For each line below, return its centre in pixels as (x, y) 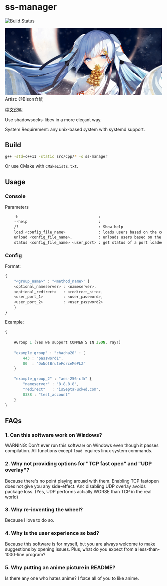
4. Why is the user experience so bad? (52, 533)
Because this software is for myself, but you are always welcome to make (80, 544)
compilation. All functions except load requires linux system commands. (79, 451)
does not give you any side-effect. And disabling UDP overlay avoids (75, 486)
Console (15, 196)
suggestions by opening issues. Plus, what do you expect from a (71, 549)
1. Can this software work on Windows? (54, 435)
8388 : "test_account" (46, 395)
